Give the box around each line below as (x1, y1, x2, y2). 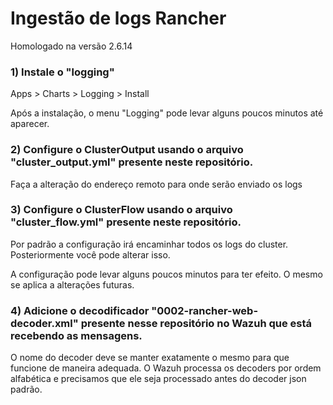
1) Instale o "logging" (10, 65, 115, 79)
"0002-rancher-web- (151, 303, 259, 317)
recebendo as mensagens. (10, 328, 143, 342)
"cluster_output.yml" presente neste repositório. (10, 155, 254, 169)
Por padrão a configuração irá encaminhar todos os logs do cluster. (10, 238, 289, 250)
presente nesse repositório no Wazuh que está (80, 316, 313, 330)
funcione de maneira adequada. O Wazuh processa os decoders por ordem (10, 362, 322, 374)
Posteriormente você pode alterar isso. (10, 248, 171, 261)
